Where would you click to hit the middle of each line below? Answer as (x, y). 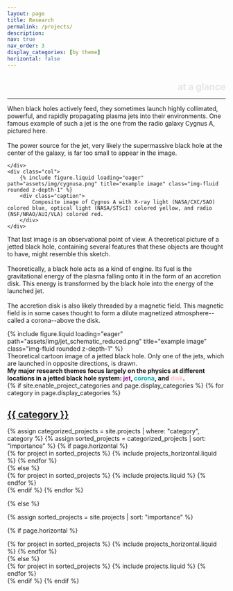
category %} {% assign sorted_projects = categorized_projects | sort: (107, 439)
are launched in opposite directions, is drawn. (72, 363)
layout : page (26, 14)
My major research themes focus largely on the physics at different (106, 371)
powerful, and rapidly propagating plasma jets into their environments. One (114, 116)
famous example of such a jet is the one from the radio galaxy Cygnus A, (111, 123)
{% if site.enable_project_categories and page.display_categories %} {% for (115, 385)
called (16, 320)
